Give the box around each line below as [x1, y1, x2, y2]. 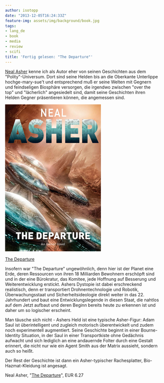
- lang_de [5, 28, 25, 34]
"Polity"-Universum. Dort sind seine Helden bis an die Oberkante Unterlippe [5, 73, 158, 79]
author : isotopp [5, 8, 38, 13]
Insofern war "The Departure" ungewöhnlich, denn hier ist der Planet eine [5, 265, 154, 271]
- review [5, 44, 23, 49]
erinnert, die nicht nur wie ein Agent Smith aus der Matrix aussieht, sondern [5, 343, 158, 349]
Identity [5, 332, 21, 338]
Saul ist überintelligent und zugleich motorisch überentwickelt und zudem [5, 322, 154, 328]
